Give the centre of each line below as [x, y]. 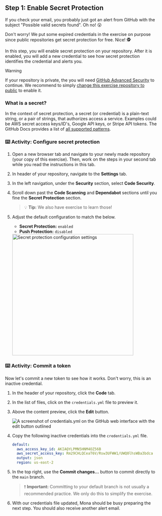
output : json [30, 458]
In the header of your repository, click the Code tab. [64, 393]
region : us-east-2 [35, 463]
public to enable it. [23, 90]
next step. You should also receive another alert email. [66, 508]
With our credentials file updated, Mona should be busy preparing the [81, 503]
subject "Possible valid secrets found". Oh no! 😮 [53, 25]
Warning [13, 70]
